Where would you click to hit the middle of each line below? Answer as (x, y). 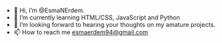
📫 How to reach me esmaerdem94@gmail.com (81, 32)
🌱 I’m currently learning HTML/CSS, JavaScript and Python (97, 17)
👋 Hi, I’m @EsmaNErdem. (49, 10)
